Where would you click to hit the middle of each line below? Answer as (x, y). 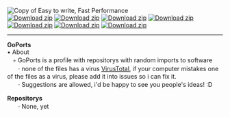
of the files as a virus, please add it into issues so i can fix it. (92, 76)
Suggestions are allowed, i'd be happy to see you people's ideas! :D (117, 84)
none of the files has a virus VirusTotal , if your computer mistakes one (120, 69)
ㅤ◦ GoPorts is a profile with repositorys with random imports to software (110, 60)
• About (18, 52)
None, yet (35, 106)
